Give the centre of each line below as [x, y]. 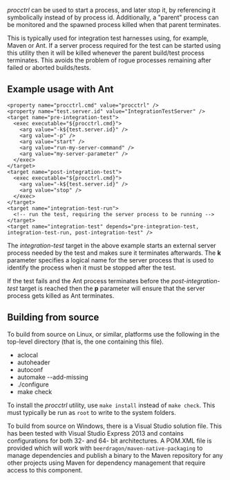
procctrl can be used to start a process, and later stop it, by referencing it [112, 10]
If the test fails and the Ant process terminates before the [89, 281]
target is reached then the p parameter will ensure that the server [113, 288]
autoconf [30, 369]
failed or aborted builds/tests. [49, 68]
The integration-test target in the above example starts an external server [112, 245]
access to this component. [45, 470]
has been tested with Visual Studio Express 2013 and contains [96, 433]
